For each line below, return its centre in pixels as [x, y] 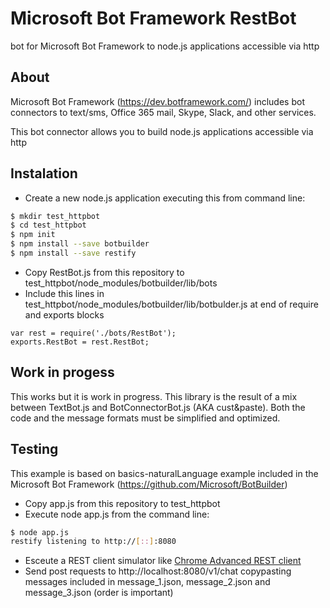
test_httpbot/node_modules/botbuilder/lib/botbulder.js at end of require [171, 304]
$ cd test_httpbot [48, 225]
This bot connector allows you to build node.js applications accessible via [162, 131]
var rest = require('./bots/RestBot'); [93, 333]
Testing [34, 449]
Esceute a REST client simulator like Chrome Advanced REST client [163, 561]
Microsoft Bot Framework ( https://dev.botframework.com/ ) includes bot [157, 101]
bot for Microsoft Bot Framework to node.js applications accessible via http [165, 46]
